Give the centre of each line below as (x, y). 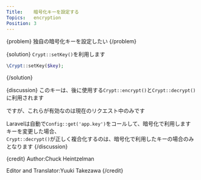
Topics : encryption (34, 18)
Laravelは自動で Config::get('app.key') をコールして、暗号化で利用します (99, 124)
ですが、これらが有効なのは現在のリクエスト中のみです (76, 111)
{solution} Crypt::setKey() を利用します (56, 54)
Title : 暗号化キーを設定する (43, 12)
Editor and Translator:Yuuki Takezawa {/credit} (65, 171)
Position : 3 (21, 23)
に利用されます (25, 98)
